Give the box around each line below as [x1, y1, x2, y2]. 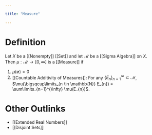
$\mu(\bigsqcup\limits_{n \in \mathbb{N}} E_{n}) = [12, 81, 114, 87]
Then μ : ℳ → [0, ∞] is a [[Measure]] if [5, 59, 84, 65]
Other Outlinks [5, 103, 66, 115]
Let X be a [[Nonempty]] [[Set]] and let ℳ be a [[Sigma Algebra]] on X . [5, 53, 148, 59]
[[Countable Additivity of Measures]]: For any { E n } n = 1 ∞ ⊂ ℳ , [12, 74, 137, 82]
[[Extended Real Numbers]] [12, 119, 67, 125]
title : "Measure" [5, 11, 40, 16]
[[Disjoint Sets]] [12, 124, 44, 130]
